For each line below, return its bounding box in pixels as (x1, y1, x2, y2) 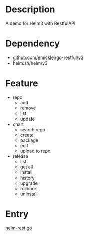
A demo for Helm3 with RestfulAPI (5, 20, 76, 26)
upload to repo (20, 148, 51, 154)
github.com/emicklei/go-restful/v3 (12, 54, 84, 61)
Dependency (5, 38, 60, 49)
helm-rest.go (5, 225, 32, 231)
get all (20, 164, 33, 170)
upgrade (20, 180, 38, 186)
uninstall (20, 191, 38, 197)
